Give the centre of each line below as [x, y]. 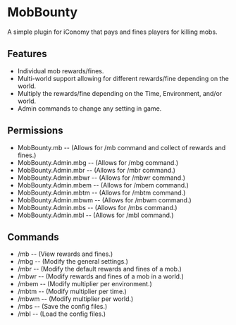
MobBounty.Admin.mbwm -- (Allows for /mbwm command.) [104, 200]
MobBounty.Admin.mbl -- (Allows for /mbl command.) [95, 215]
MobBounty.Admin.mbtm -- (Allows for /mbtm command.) [101, 192]
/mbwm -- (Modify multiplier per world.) [75, 299]
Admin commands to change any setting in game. [89, 108]
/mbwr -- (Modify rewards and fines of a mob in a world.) [101, 276]
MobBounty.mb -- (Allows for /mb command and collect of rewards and [122, 147]
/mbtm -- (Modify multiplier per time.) [72, 292]
